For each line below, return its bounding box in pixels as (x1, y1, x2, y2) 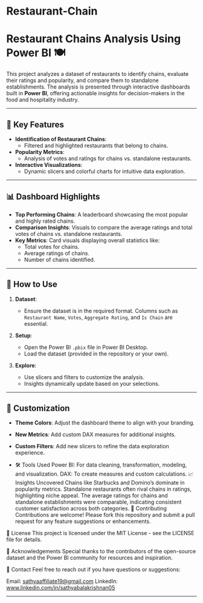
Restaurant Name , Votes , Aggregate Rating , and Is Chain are (24, 314, 173, 321)
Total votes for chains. (24, 243, 80, 250)
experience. (14, 449, 45, 456)
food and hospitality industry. (6, 96, 79, 104)
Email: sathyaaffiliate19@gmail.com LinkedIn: (6, 578, 118, 585)
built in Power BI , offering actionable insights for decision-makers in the (6, 90, 185, 97)
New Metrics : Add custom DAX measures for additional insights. (14, 431, 176, 438)
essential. (24, 320, 48, 327)
